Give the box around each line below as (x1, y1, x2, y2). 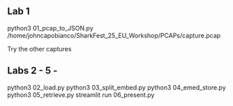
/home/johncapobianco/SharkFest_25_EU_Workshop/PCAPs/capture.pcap (7, 31, 221, 39)
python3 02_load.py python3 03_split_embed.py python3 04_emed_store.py (7, 83, 227, 91)
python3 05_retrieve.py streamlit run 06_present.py (7, 90, 155, 99)
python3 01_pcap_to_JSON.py (7, 24, 94, 32)
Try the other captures (7, 44, 72, 53)
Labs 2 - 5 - (7, 65, 58, 77)
